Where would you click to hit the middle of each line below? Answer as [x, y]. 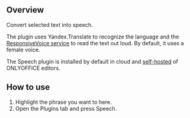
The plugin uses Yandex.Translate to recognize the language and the [93, 37]
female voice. [24, 50]
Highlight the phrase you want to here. [63, 102]
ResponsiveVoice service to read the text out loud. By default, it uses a [95, 43]
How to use [28, 87]
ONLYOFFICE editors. [33, 68]
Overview [25, 10]
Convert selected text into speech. [50, 24]
